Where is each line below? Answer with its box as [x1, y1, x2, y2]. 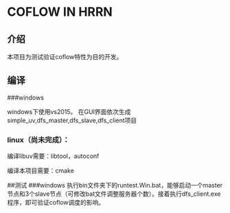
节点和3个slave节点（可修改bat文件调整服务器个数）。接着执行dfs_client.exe [7, 190, 221, 198]
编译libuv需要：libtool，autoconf [7, 152, 100, 160]
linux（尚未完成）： [7, 135, 70, 144]
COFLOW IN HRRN [7, 4, 113, 20]
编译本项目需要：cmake [7, 166, 74, 175]
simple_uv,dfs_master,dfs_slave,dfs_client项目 [7, 116, 137, 124]
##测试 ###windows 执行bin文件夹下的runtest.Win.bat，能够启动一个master [7, 181, 223, 190]
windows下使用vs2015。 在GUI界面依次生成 [7, 107, 131, 115]
